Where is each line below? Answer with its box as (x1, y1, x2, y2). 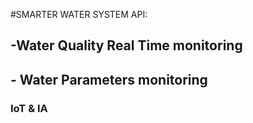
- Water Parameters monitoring (10, 71, 208, 88)
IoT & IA (10, 101, 48, 115)
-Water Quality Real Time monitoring (10, 37, 243, 54)
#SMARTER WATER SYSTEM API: (10, 9, 148, 20)
